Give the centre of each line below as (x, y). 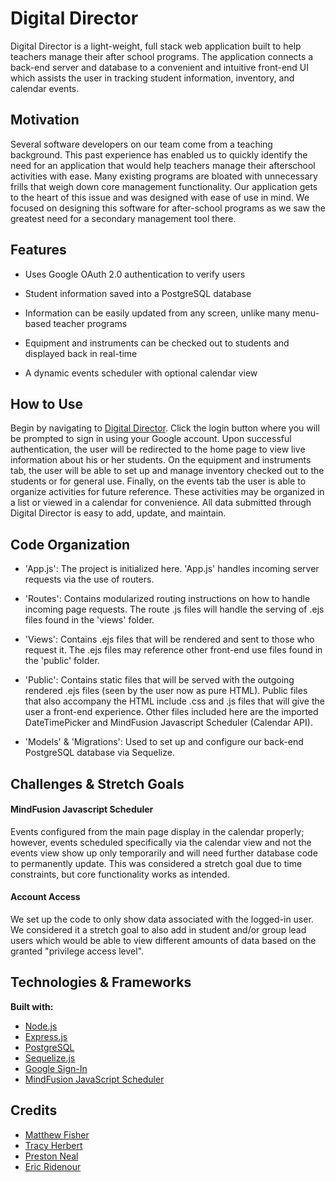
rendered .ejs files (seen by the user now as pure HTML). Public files (166, 691)
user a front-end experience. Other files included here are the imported (171, 712)
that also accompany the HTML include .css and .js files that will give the (174, 701)
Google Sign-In (56, 1068)
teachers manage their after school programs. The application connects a (162, 56)
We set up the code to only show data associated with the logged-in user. (162, 919)
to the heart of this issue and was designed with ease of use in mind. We (160, 197)
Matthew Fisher (57, 1134)
